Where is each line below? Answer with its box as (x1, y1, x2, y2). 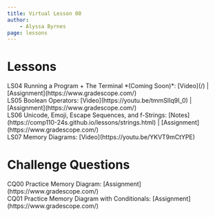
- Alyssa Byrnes (19, 23, 67, 30)
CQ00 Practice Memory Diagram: (7, 180, 102, 188)
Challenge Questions (7, 157, 130, 173)
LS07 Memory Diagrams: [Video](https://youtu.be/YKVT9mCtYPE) (7, 133, 195, 141)
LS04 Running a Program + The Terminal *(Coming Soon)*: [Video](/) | (7, 82, 209, 90)
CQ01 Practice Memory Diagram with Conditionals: (7, 194, 152, 203)
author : (7, 17, 30, 23)
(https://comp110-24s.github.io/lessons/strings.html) (7, 118, 156, 127)
